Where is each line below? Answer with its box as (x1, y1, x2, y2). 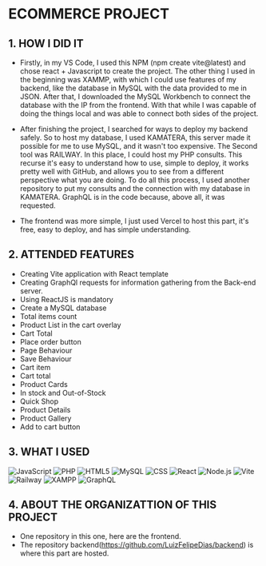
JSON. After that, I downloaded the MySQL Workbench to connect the (19, 92, 251, 101)
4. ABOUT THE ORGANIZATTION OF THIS (8, 498, 217, 512)
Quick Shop (19, 397, 59, 406)
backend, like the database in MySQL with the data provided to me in (19, 83, 248, 93)
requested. (19, 201, 56, 210)
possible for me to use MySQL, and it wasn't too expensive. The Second (19, 141, 258, 150)
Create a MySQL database (19, 303, 107, 313)
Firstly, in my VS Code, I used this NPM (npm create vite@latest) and (19, 58, 246, 67)
